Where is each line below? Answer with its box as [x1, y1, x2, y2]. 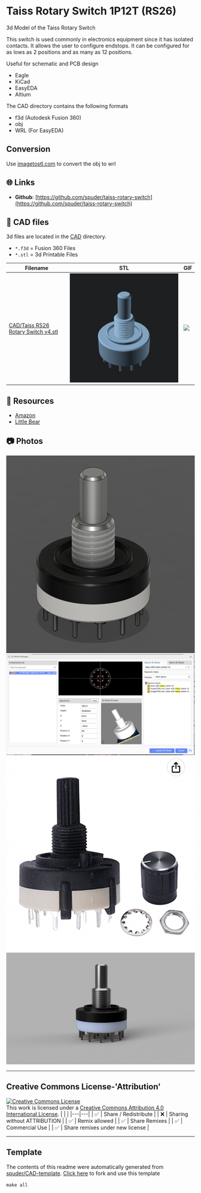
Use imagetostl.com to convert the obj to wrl [6, 160, 116, 167]
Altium [14, 91, 31, 98]
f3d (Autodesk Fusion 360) [14, 114, 82, 121]
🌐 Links [6, 178, 35, 188]
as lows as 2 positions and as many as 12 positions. [6, 48, 133, 55]
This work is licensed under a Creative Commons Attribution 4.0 [6, 1104, 165, 1111]
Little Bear [14, 418, 41, 425]
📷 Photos [6, 436, 44, 446]
